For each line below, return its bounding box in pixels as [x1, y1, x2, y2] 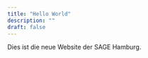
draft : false [7, 23, 46, 30]
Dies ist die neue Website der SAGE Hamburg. [7, 43, 142, 52]
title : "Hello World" [7, 10, 72, 18]
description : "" [7, 17, 55, 24]
